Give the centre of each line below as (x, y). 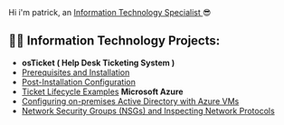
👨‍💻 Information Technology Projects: (114, 41)
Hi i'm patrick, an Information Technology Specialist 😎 (110, 12)
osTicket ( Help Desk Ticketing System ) (98, 62)
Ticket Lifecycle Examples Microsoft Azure (102, 91)
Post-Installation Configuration (79, 82)
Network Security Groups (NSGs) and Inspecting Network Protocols (148, 111)
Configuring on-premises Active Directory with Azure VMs (130, 101)
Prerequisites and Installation (76, 72)
